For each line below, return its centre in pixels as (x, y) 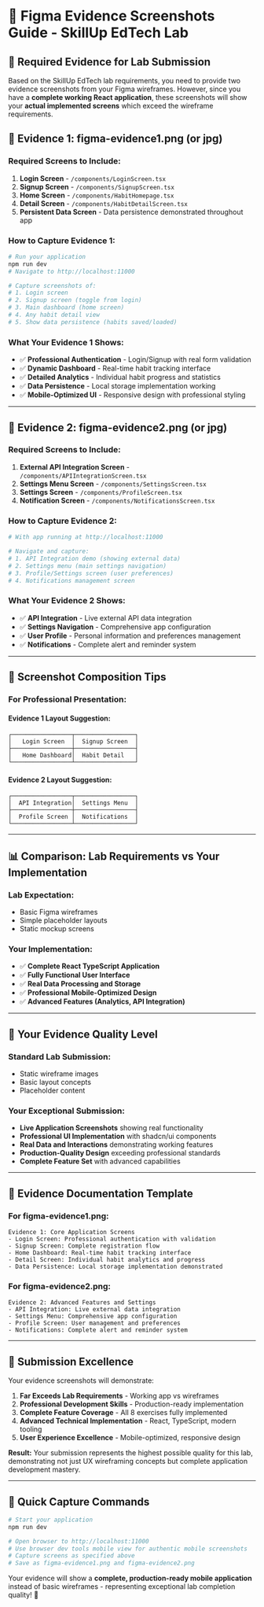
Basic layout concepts (55, 1082)
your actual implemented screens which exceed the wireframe (111, 106)
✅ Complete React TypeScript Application (89, 966)
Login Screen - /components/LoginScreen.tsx (93, 178)
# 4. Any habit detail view (54, 315)
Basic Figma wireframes (59, 912)
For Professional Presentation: (68, 699)
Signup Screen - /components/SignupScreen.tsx (97, 186)
